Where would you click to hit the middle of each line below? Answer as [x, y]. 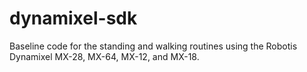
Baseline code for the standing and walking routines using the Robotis [153, 46]
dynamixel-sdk [73, 18]
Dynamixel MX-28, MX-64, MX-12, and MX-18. [104, 56]
